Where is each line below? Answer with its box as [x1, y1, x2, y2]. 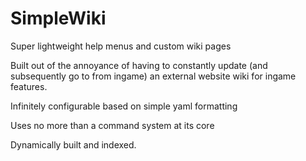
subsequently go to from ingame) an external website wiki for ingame [10, 70, 297, 82]
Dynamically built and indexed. [10, 138, 137, 151]
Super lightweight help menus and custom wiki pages [10, 40, 232, 52]
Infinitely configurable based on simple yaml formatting [10, 100, 238, 112]
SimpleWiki [10, 7, 107, 30]
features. [10, 80, 48, 92]
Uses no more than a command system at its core [10, 119, 215, 131]
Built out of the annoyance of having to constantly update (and [10, 59, 268, 71]
